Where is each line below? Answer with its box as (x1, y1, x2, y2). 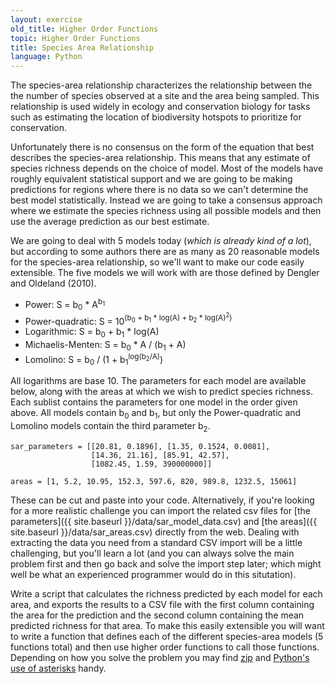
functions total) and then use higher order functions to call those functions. (10, 641, 320, 653)
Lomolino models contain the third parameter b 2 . (10, 419, 211, 434)
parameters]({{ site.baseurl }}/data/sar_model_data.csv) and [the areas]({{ (10, 515, 318, 527)
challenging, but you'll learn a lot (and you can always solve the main (10, 547, 295, 559)
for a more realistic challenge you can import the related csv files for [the (10, 504, 311, 516)
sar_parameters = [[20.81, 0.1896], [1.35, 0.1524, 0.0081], (10, 441, 271, 451)
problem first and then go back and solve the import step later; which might (10, 557, 322, 570)
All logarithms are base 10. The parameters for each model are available (10, 375, 307, 387)
